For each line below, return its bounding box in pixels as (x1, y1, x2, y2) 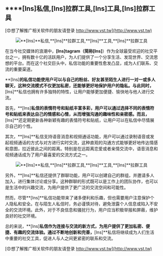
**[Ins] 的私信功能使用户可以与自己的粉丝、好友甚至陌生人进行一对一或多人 (5, 77, 156, 82)
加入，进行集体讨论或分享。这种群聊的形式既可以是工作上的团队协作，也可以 (5, 178, 158, 184)
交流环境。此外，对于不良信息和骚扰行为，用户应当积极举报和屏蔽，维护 (13, 207, 158, 212)
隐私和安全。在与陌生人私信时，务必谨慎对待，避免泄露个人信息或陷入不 (9, 201, 154, 207)
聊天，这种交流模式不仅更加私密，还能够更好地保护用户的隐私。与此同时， (5, 82, 154, 88)
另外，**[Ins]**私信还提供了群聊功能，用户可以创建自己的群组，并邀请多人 (5, 172, 154, 178)
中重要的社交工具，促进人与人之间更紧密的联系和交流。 (5, 235, 115, 241)
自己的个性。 (9, 123, 35, 129)
